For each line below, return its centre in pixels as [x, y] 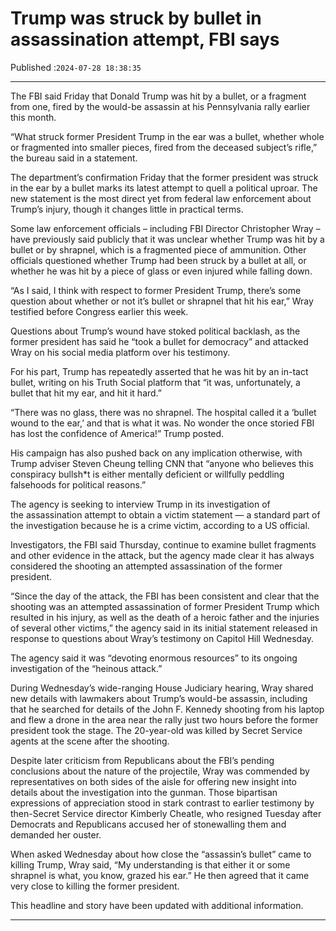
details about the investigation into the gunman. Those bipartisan [144, 792]
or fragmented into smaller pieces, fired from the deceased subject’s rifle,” [164, 147]
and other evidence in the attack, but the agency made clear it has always [162, 555]
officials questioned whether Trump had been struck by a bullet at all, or [158, 260]
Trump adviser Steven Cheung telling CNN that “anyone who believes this [162, 463]
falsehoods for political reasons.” [78, 484]
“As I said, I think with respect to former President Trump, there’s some [156, 290]
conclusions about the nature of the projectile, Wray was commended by [160, 771]
